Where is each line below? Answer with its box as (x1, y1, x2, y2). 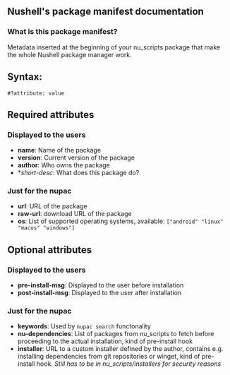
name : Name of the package (17, 146, 101, 155)
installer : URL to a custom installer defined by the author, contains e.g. (17, 345, 224, 353)
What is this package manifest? (7, 27, 118, 37)
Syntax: (7, 71, 42, 83)
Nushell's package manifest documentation (7, 6, 205, 18)
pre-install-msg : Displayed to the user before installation (17, 281, 184, 290)
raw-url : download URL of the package (17, 210, 132, 218)
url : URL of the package (17, 202, 87, 210)
